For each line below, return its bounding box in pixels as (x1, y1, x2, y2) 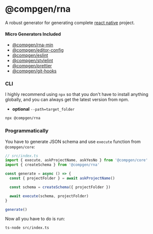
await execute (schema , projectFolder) (9, 193, 89, 199)
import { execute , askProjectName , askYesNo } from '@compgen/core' (5, 158, 148, 163)
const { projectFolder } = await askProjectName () (9, 176, 115, 181)
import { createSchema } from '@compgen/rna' (5, 162, 100, 168)
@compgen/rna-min (12, 42, 53, 48)
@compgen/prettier (12, 63, 52, 69)
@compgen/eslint (12, 53, 48, 58)
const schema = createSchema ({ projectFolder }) (9, 184, 111, 190)
